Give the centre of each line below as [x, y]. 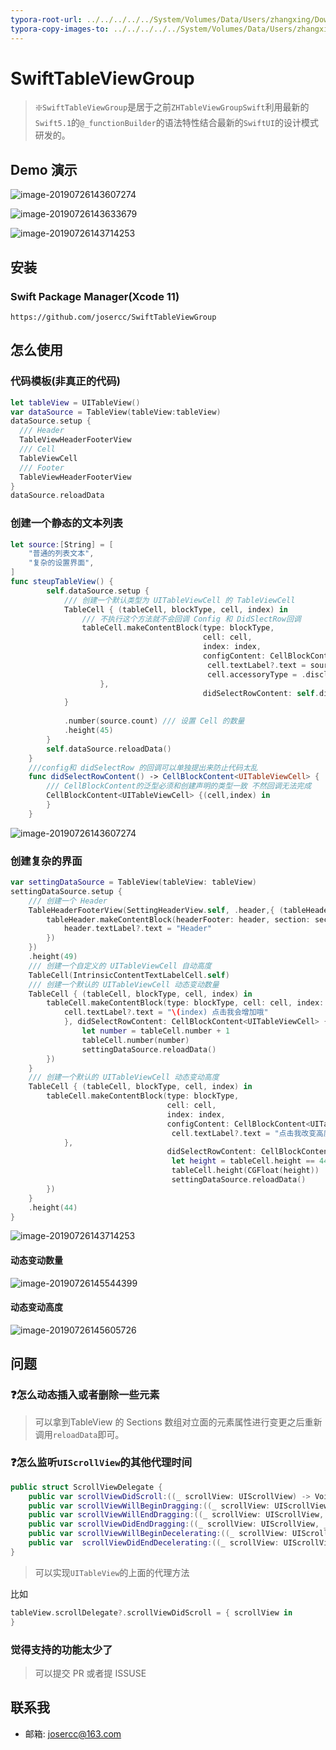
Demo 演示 [44, 169]
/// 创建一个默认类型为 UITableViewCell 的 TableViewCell [179, 600]
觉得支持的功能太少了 [61, 1649]
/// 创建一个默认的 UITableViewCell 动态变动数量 [124, 984]
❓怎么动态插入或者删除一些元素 [85, 1395]
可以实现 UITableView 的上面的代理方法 [112, 1572]
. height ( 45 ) [88, 731]
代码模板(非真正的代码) [65, 381]
